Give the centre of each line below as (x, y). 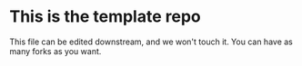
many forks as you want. (55, 51)
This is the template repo (106, 17)
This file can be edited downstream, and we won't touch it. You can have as (151, 42)
